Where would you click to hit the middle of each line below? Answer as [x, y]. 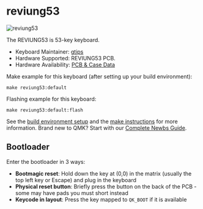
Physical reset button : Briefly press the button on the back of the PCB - [106, 186]
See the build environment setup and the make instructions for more [92, 121]
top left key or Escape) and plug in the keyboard [76, 180]
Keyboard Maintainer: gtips [49, 51]
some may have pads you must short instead [72, 193]
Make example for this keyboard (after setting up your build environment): [99, 76]
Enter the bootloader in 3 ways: [46, 161]
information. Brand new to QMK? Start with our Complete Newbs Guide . [97, 128]
